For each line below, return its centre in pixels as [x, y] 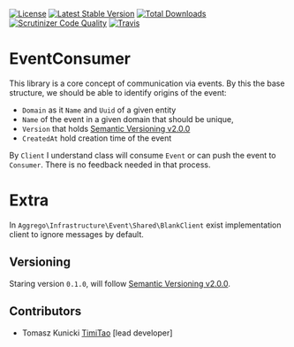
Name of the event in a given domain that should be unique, [128, 119]
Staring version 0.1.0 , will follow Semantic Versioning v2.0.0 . [120, 283]
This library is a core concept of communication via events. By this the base [147, 83]
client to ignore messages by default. [76, 234]
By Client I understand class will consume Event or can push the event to [143, 155]
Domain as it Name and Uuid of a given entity [99, 110]
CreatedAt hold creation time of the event [97, 138]
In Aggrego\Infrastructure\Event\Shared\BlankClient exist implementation [145, 225]
